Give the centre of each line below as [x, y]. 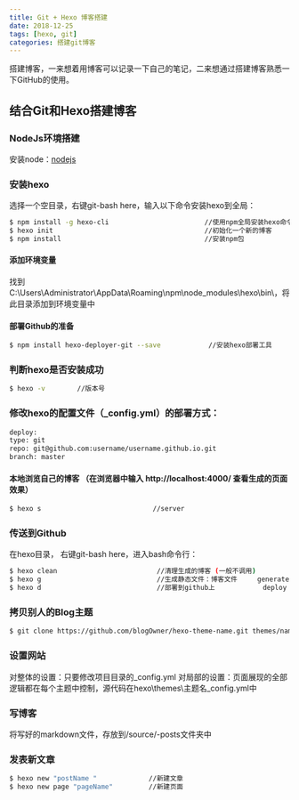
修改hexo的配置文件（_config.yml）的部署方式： [114, 413]
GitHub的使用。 [45, 80]
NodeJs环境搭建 [44, 138]
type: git [28, 440]
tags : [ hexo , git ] [43, 34]
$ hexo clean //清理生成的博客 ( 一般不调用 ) [133, 571]
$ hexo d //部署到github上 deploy [148, 588]
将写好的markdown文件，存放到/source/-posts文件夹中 [110, 734]
